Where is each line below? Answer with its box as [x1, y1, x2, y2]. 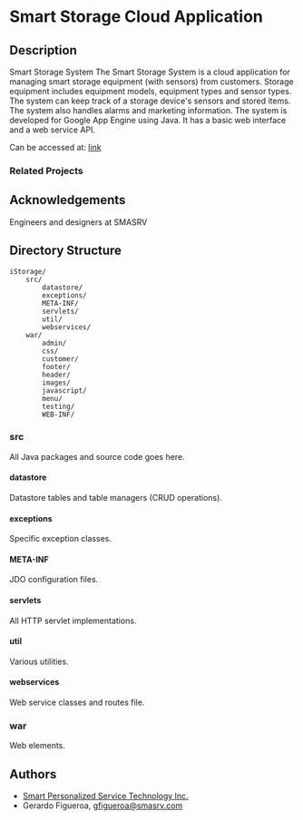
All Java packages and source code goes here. [9, 451, 185, 462]
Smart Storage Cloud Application [9, 6, 263, 27]
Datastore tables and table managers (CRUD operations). [9, 493, 222, 503]
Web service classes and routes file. [9, 697, 145, 708]
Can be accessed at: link [9, 142, 102, 152]
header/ [42, 370, 71, 379]
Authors [9, 766, 57, 782]
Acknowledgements [9, 192, 126, 208]
